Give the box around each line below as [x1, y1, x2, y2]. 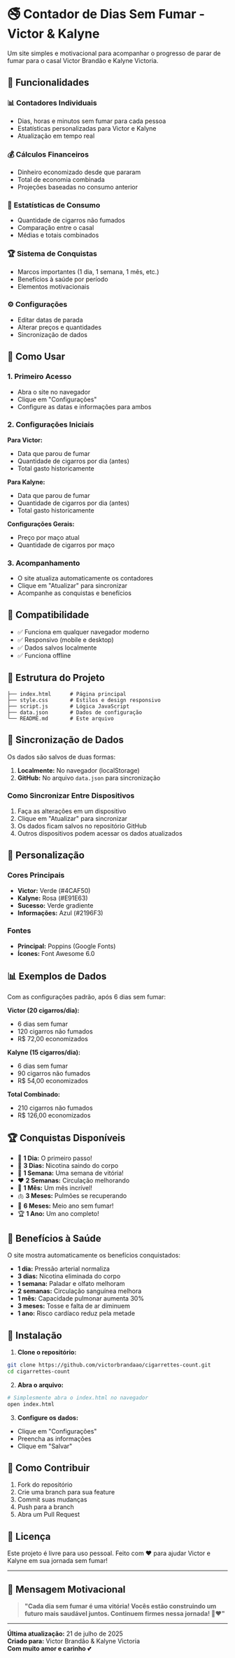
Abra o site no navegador [17, 387, 91, 396]
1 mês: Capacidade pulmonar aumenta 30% [17, 1294, 145, 1303]
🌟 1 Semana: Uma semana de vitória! [17, 1169, 124, 1178]
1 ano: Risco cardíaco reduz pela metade [17, 1309, 135, 1317]
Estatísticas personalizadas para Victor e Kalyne [17, 124, 157, 132]
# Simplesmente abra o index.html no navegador [7, 1394, 149, 1401]
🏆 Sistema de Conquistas [7, 249, 98, 259]
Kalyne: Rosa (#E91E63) [17, 894, 89, 902]
